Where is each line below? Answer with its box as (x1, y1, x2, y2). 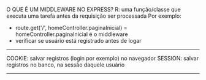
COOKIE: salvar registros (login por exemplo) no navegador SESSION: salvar (6, 55, 199, 62)
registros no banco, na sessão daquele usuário (6, 61, 125, 68)
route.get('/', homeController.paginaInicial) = (15, 24, 128, 31)
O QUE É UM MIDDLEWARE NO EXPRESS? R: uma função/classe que (6, 6, 181, 13)
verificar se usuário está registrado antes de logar (15, 37, 142, 44)
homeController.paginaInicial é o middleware (15, 31, 128, 38)
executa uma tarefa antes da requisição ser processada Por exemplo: (6, 12, 182, 20)
